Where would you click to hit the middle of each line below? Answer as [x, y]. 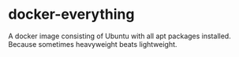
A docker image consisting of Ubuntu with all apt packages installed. [119, 36]
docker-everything [71, 14]
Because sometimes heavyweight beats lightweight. [93, 44]
